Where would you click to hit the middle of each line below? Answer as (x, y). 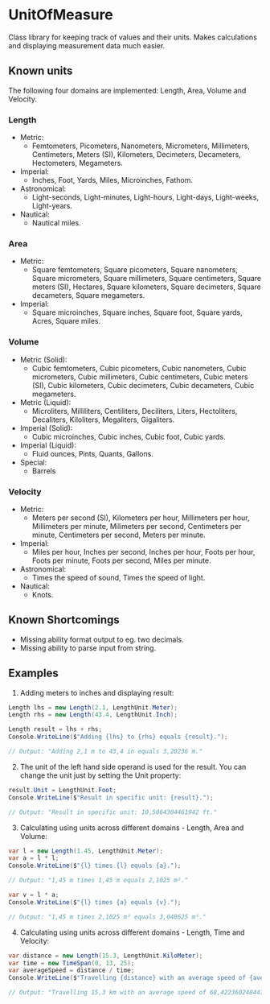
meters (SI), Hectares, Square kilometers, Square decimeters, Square (146, 287)
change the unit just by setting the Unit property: (100, 775)
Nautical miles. (57, 223)
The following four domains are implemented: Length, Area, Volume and (127, 90)
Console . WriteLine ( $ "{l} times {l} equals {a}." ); (95, 866)
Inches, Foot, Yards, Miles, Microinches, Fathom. (112, 180)
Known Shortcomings (64, 620)
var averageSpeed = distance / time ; (72, 971)
